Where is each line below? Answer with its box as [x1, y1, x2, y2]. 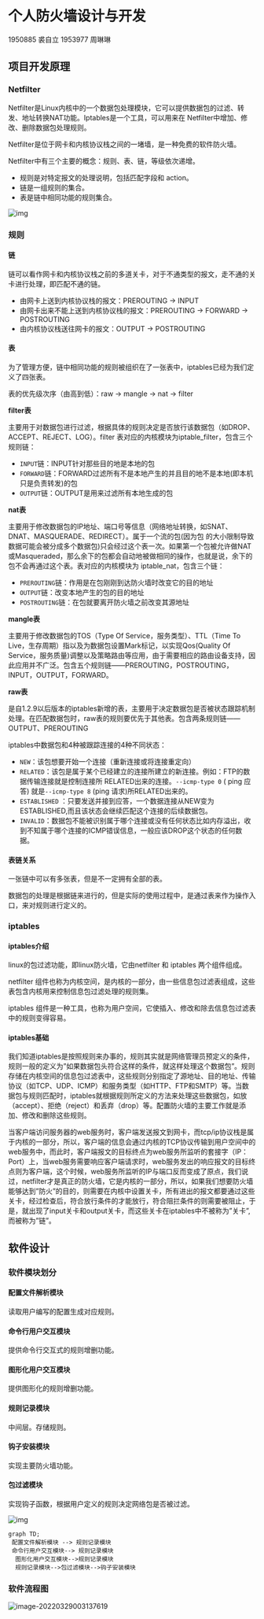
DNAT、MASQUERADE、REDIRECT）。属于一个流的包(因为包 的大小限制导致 [8, 531, 255, 541]
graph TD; [8, 1530, 41, 1539]
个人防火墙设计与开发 [8, 7, 147, 25]
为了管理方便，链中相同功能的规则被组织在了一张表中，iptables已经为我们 [8, 362, 247, 371]
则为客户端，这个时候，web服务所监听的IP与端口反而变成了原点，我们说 [14, 1166, 249, 1177]
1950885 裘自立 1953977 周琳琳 [8, 35, 112, 44]
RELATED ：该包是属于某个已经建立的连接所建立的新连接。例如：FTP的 [19, 767, 244, 776]
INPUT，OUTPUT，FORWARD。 [8, 670, 114, 679]
